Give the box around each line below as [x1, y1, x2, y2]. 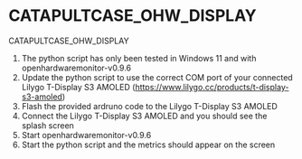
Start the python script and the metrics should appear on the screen [21, 139, 276, 150]
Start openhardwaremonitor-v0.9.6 [21, 129, 152, 140]
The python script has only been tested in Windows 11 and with [21, 52, 257, 63]
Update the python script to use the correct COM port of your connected [21, 71, 293, 82]
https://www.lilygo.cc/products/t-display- [134, 81, 289, 92]
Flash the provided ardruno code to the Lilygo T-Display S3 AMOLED [21, 100, 278, 111]
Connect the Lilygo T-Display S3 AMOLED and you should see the [21, 110, 268, 121]
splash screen [21, 119, 74, 131]
